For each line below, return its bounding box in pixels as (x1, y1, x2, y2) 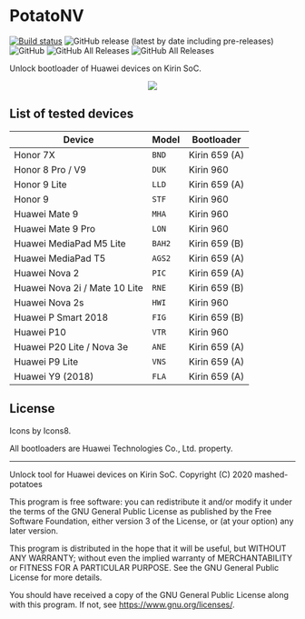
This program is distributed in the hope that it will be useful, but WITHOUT (9, 543, 287, 554)
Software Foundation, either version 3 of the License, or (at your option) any (9, 515, 294, 526)
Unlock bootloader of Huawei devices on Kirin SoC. (9, 63, 202, 74)
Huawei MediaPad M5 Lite (14, 237, 126, 250)
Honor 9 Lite (14, 178, 67, 191)
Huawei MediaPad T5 (14, 252, 106, 265)
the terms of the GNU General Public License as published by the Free (9, 505, 272, 516)
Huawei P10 (14, 325, 66, 338)
